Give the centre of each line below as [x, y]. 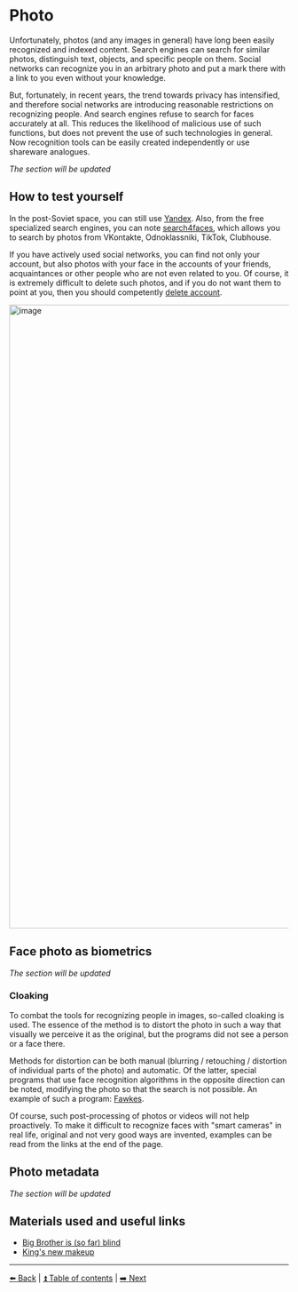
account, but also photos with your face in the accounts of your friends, [140, 264]
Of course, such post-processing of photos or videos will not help [129, 1115]
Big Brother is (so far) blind [71, 1243]
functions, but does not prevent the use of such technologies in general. [141, 132]
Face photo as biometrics [81, 952]
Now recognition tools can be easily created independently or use [129, 142]
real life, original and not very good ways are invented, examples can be [141, 1135]
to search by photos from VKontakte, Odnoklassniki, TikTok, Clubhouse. [141, 237]
